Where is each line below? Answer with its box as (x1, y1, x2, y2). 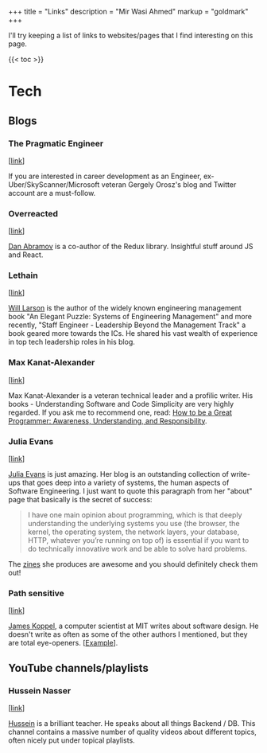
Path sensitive (8, 587, 65, 599)
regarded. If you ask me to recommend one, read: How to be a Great (8, 408, 233, 417)
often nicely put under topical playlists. (8, 735, 135, 745)
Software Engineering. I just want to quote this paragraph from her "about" (8, 486, 253, 496)
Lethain (8, 270, 38, 281)
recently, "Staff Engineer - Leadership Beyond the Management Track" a (8, 320, 246, 330)
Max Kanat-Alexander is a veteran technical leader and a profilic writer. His (8, 390, 253, 400)
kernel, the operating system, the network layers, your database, (27, 527, 240, 536)
